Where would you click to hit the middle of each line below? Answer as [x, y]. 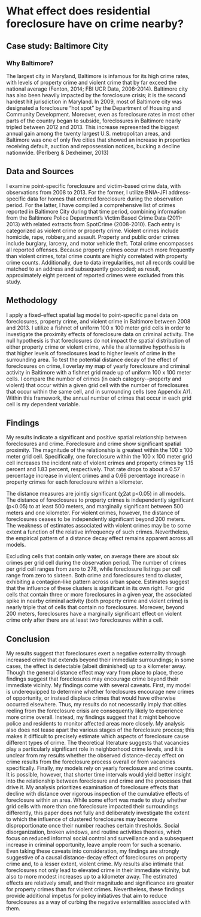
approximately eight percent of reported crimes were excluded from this [95, 275]
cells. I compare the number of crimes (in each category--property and [94, 379]
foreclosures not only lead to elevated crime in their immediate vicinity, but [98, 870]
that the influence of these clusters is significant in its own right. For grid [95, 588]
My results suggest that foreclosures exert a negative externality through [96, 654]
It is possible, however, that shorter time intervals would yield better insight [99, 775]
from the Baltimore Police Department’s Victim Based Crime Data [86, 218]
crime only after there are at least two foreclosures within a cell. [85, 620]
